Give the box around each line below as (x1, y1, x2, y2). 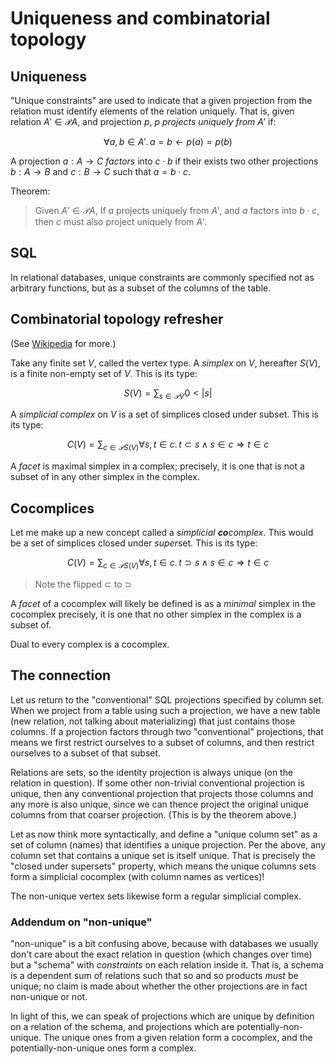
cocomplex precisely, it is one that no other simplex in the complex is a (10, 608, 302, 620)
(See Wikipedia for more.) (10, 337, 117, 349)
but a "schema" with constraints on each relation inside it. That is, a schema (10, 958, 324, 971)
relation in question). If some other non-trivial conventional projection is (10, 777, 305, 789)
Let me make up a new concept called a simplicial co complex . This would (10, 527, 314, 539)
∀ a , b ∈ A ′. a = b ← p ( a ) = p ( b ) (103, 136, 233, 147)
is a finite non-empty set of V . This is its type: (10, 367, 198, 379)
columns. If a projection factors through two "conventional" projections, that (10, 725, 324, 737)
